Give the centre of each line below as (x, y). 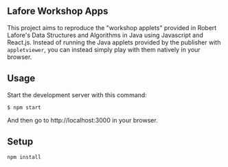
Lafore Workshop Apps (58, 11)
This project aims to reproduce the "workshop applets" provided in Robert (112, 27)
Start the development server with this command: (77, 94)
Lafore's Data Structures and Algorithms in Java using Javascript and (105, 35)
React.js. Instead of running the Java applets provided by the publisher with (114, 42)
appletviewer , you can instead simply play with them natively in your (104, 49)
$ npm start (24, 107)
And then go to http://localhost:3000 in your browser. (82, 120)
